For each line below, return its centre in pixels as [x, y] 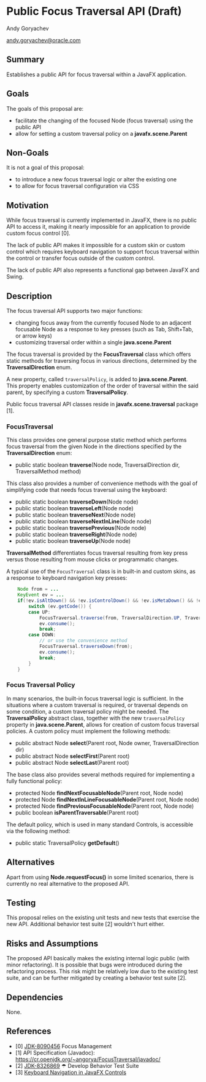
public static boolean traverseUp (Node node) [73, 541]
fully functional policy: [34, 781]
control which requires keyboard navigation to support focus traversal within [103, 252]
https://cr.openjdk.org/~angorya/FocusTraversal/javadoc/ [88, 1059]
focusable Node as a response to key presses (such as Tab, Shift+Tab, [104, 329]
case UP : [40, 612]
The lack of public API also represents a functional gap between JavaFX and [103, 270]
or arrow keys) [33, 336]
